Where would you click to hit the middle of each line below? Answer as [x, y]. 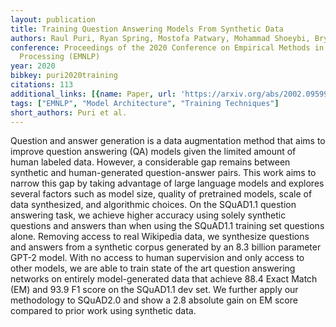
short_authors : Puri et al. [69, 112]
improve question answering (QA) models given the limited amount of [153, 152]
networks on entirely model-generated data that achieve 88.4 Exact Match [164, 279]
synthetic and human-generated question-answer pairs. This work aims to [163, 173]
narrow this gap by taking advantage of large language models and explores [167, 183]
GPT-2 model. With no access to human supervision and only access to [157, 258]
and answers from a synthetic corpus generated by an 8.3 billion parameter [166, 247]
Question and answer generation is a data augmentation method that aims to [168, 141]
